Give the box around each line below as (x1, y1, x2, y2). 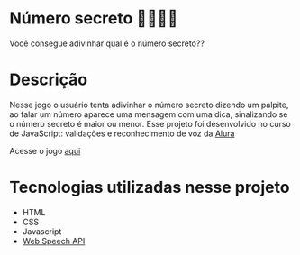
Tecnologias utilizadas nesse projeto (9, 178, 290, 197)
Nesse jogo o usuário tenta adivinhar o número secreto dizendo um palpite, (9, 99, 289, 110)
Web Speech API (22, 235, 86, 246)
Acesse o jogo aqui (9, 145, 81, 156)
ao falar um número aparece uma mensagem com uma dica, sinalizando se (9, 108, 288, 120)
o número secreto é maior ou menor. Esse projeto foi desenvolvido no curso (9, 118, 291, 129)
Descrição (9, 69, 88, 90)
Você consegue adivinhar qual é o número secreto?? (9, 38, 205, 49)
